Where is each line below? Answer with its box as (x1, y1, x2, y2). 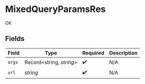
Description (109, 49, 138, 56)
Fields (5, 34, 25, 43)
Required (82, 49, 104, 56)
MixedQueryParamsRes (5, 3, 106, 15)
